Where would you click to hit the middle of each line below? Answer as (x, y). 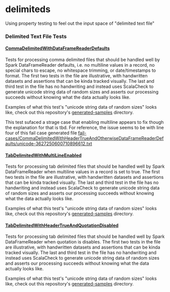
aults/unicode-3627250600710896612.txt (49, 144)
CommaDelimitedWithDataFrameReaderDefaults (58, 48)
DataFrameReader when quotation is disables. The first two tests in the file (83, 242)
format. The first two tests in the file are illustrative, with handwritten (76, 76)
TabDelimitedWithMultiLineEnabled (44, 155)
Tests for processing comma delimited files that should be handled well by (83, 60)
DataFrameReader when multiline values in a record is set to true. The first (83, 172)
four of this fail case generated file (41, 133)
